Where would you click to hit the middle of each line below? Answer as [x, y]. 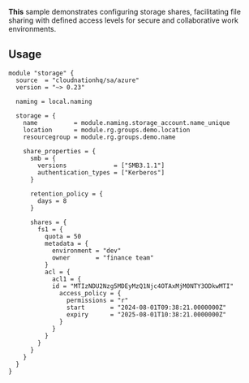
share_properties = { [59, 151]
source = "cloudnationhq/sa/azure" [77, 80]
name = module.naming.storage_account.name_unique [127, 123]
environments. [32, 29]
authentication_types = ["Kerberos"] [101, 172]
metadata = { [67, 243]
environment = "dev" [86, 251]
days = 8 [52, 201]
